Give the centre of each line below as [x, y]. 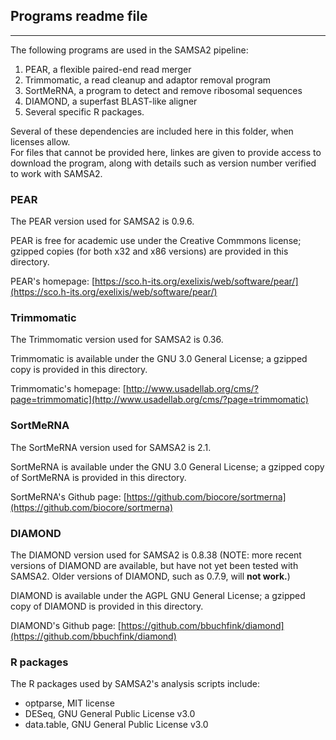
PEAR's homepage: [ [53, 281]
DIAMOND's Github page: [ [66, 625]
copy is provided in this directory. [79, 370]
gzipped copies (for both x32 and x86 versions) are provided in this [149, 251]
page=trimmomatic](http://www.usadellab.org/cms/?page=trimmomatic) [159, 400]
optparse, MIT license [69, 703]
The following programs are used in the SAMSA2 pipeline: [129, 50]
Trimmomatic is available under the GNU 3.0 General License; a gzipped [159, 359]
